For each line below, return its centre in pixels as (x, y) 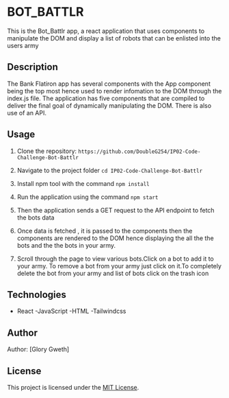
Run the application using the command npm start (87, 197)
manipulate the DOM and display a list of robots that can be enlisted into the (114, 38)
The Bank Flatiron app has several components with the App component (109, 84)
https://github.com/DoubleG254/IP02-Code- (139, 152)
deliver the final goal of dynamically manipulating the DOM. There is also (109, 105)
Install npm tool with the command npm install (83, 183)
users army (23, 45)
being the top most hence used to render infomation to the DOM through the (114, 91)
